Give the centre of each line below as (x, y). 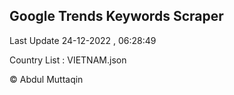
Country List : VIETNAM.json (68, 60)
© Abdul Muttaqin (46, 79)
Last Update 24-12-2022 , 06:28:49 (83, 40)
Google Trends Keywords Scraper (116, 16)
